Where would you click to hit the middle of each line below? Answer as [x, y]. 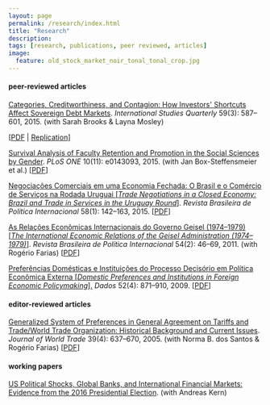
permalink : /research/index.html [64, 23]
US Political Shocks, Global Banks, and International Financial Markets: [126, 384]
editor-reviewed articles [50, 304]
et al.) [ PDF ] [28, 170]
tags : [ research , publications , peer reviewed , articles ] [108, 46]
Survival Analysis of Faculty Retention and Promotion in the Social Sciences [134, 153]
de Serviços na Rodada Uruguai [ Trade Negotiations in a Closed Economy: [132, 194]
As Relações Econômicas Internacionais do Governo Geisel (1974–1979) [127, 228]
